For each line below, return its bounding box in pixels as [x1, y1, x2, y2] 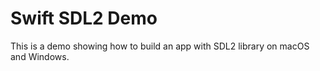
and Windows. [10, 50, 70, 62]
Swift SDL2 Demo [10, 7, 158, 30]
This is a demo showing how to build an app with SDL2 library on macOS [10, 40, 310, 52]
